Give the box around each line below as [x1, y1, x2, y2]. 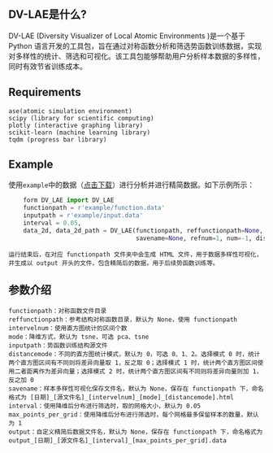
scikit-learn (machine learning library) [8, 128, 151, 137]
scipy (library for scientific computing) [8, 114, 154, 122]
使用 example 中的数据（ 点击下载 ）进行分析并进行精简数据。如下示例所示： [8, 180, 255, 189]
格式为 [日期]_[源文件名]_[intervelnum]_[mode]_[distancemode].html [8, 393, 234, 401]
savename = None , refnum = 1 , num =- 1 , [135, 234, 253, 242]
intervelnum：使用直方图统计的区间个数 [8, 324, 128, 332]
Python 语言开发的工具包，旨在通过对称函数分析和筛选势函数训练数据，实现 [8, 41, 262, 50]
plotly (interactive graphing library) [8, 121, 144, 129]
